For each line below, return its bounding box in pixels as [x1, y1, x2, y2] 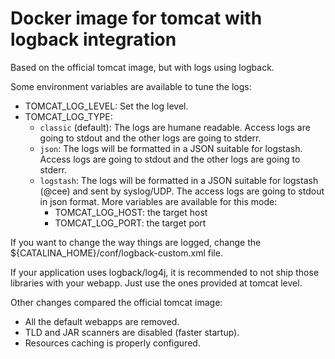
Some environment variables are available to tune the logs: [10, 80, 252, 92]
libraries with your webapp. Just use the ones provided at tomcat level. [10, 277, 303, 289]
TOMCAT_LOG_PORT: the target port [54, 217, 207, 229]
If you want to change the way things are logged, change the [10, 236, 262, 248]
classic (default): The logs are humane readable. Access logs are [39, 121, 311, 133]
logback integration [10, 28, 177, 51]
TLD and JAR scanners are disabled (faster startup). [24, 326, 240, 338]
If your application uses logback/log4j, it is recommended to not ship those [10, 266, 320, 278]
